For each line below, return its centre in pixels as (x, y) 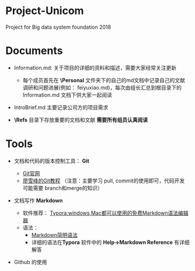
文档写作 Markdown (38, 200)
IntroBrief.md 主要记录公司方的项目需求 (61, 107)
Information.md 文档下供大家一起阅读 (67, 94)
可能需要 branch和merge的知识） (62, 188)
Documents (34, 51)
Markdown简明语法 (55, 235)
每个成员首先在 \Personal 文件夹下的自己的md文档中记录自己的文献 (104, 80)
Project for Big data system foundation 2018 (58, 27)
